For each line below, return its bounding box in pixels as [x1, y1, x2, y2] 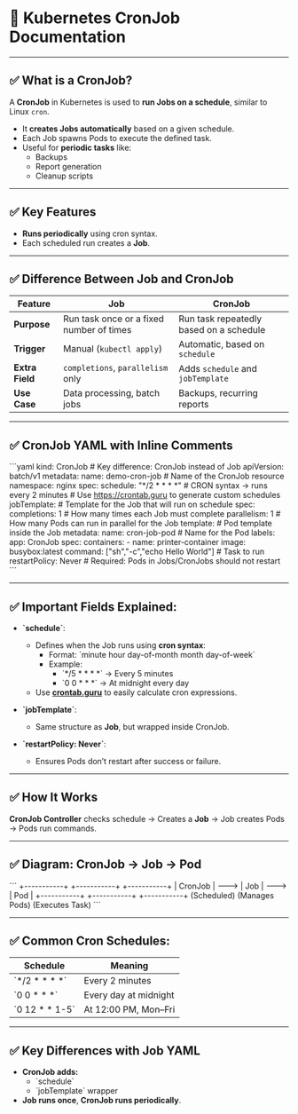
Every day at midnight [83, 989, 175, 1001]
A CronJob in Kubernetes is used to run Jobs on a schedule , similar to [9, 97, 268, 107]
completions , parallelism [63, 361, 169, 374]
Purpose [13, 319, 51, 331]
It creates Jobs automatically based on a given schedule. [21, 123, 235, 134]
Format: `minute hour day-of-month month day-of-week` [48, 650, 255, 660]
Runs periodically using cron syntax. [21, 228, 158, 239]
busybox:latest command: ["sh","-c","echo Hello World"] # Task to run [9, 546, 264, 557]
